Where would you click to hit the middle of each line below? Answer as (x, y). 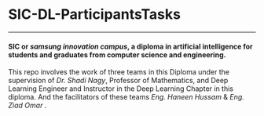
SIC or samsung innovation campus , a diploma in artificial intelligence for (130, 46)
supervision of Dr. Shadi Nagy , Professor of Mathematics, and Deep (118, 81)
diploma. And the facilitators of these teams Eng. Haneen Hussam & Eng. (126, 97)
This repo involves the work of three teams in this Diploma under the (119, 72)
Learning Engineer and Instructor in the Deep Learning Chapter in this (121, 89)
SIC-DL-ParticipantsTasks (94, 14)
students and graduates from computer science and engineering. (117, 54)
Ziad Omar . (27, 105)
